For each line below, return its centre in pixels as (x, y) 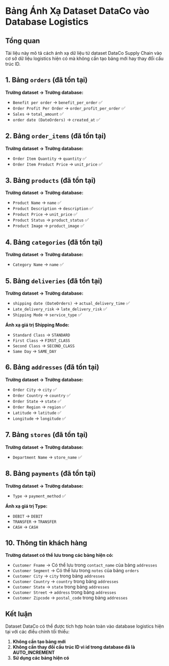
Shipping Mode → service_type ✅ (47, 315)
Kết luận (19, 614)
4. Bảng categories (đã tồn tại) (54, 242)
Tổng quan (23, 41)
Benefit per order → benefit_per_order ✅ (58, 102)
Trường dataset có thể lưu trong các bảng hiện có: (59, 555)
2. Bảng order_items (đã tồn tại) (56, 136)
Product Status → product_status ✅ (51, 220)
